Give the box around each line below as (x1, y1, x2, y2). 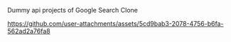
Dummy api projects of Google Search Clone (7, 6, 139, 14)
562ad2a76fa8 (7, 27, 51, 35)
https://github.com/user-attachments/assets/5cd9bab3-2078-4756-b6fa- (7, 20, 224, 27)
